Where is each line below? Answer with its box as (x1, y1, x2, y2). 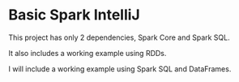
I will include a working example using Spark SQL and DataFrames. (8, 63, 232, 74)
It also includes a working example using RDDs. (8, 48, 167, 58)
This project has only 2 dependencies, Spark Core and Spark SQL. (8, 32, 231, 42)
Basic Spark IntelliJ (8, 6, 140, 24)
